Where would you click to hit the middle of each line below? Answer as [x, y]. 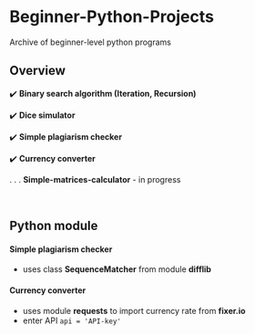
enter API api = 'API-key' [71, 320]
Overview [38, 71]
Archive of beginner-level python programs [90, 42]
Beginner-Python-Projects [112, 17]
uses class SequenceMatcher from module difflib [117, 269]
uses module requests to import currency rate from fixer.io [134, 310]
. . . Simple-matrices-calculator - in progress [95, 179]
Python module [54, 226]
